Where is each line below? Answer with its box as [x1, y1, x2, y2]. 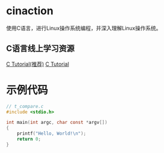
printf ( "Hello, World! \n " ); [17, 130, 86, 137]
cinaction [6, 4, 53, 18]
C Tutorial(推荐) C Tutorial [6, 60, 70, 68]
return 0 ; [17, 136, 42, 142]
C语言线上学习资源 [6, 43, 75, 54]
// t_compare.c [6, 103, 44, 109]
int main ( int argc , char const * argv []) [6, 120, 108, 126]
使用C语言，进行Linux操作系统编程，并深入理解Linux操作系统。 [6, 24, 162, 31]
